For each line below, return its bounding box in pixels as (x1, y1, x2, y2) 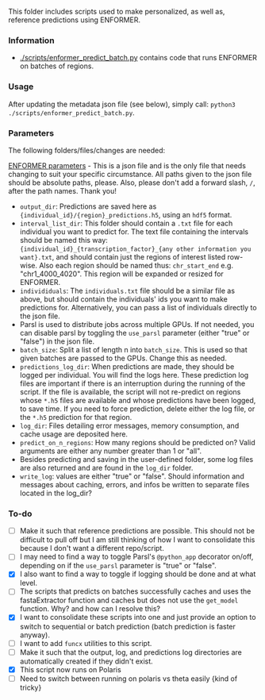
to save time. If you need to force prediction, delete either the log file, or (19, 404, 255, 413)
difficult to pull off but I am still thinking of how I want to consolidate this (19, 535, 255, 544)
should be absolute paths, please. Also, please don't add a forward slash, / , (8, 178, 255, 187)
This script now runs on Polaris (19, 664, 121, 674)
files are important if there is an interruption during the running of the (19, 379, 246, 388)
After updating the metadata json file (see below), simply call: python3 (8, 99, 236, 109)
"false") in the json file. (19, 337, 95, 346)
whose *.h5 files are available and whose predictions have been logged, (19, 395, 256, 405)
